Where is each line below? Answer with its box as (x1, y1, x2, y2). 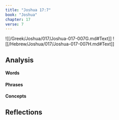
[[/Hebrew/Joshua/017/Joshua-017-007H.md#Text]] (5, 41, 114, 47)
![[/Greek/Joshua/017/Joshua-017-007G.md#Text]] (5, 36, 112, 42)
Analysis (5, 55, 34, 64)
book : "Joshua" (5, 12, 38, 17)
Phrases (5, 81, 23, 87)
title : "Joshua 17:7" (5, 7, 51, 13)
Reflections (5, 108, 43, 116)
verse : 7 (5, 21, 24, 27)
